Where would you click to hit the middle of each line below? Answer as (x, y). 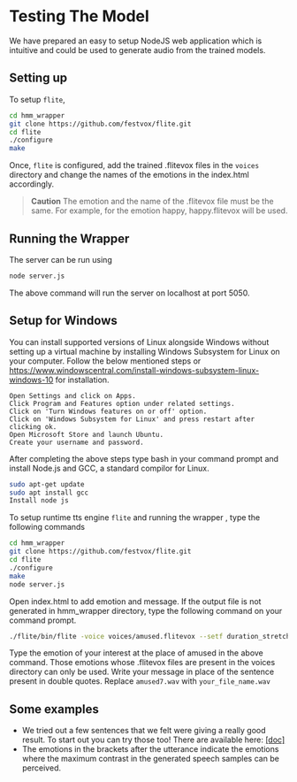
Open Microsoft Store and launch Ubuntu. (87, 434)
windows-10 (31, 379)
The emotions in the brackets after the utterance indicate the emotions (150, 749)
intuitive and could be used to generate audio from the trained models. (137, 50)
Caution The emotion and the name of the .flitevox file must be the (152, 202)
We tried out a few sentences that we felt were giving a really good (144, 731)
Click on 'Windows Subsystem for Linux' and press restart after (132, 419)
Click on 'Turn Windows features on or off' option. (108, 411)
